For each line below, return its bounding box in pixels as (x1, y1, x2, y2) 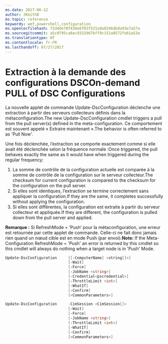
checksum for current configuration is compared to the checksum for (12, 177, 156, 183)
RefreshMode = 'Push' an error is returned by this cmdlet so (35, 240, 159, 246)
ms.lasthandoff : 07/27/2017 (5, 45, 64, 50)
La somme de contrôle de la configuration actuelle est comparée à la (12, 166, 154, 172)
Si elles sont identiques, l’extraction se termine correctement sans (12, 188, 149, 194)
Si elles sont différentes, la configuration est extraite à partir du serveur (12, 204, 160, 210)
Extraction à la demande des (5, 66, 126, 78)
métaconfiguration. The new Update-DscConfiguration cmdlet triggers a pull (5, 115, 162, 121)
